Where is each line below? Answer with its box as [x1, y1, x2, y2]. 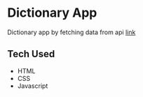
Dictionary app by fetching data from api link [7, 28, 136, 36]
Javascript [17, 82, 48, 90]
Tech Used [7, 48, 55, 60]
